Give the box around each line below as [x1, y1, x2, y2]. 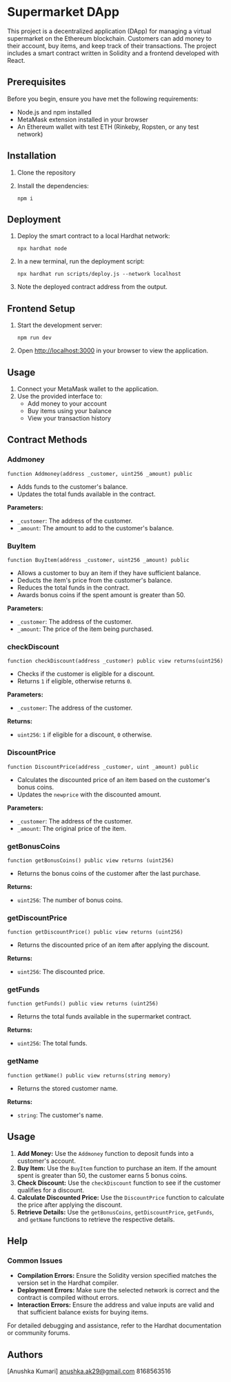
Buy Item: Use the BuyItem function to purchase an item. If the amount [17, 1163, 217, 1172]
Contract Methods [7, 434, 88, 445]
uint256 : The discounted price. [17, 968, 106, 976]
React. [7, 56, 26, 64]
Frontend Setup [7, 303, 76, 314]
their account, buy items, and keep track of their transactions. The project [7, 41, 217, 50]
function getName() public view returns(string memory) [7, 1072, 171, 1079]
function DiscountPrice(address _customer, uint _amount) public [7, 763, 199, 770]
